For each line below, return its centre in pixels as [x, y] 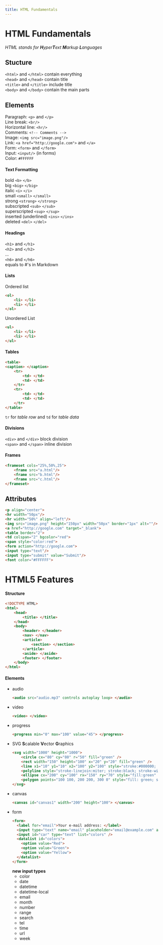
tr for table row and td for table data [42, 417]
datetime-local [34, 892]
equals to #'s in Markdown [32, 264]
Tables [12, 352]
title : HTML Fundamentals [31, 10]
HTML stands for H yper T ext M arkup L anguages [54, 47]
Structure [15, 593]
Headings [15, 233]
